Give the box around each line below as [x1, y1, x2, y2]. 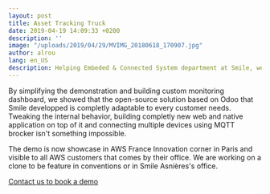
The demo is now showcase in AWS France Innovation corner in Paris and [8, 143, 253, 153]
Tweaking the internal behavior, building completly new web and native [8, 111, 243, 121]
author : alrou [8, 49, 56, 57]
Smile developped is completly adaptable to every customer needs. [8, 103, 231, 112]
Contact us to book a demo [8, 176, 99, 186]
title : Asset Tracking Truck [8, 19, 106, 27]
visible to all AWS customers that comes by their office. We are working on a [8, 152, 262, 162]
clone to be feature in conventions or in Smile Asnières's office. [8, 161, 219, 171]
